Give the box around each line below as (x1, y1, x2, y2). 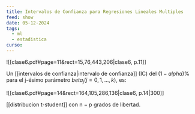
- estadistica (11, 36, 47, 42)
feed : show (6, 14, 34, 20)
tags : (6, 25, 20, 32)
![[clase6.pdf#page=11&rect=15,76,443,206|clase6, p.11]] (6, 58, 147, 66)
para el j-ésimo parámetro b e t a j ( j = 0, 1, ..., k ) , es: (6, 76, 127, 85)
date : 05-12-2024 (6, 20, 50, 26)
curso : (6, 42, 23, 48)
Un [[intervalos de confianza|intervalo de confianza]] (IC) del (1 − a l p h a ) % (6, 70, 190, 77)
